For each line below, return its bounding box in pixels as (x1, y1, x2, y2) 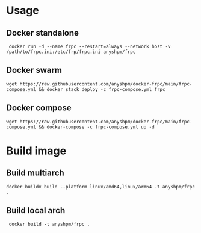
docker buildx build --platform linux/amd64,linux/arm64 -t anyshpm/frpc (6, 184, 196, 190)
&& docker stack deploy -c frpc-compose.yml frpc (38, 86, 165, 92)
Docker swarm (6, 65, 62, 75)
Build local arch (6, 205, 66, 216)
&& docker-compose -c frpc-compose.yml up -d (38, 124, 155, 130)
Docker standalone (6, 28, 79, 38)
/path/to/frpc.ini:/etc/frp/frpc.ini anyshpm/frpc (6, 49, 136, 55)
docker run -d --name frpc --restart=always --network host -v (8, 43, 171, 49)
